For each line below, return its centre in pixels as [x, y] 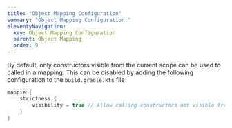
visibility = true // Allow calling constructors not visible [123, 105]
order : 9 [26, 45]
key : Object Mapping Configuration [65, 33]
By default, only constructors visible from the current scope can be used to [114, 65]
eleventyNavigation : [37, 26]
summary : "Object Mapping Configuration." [69, 20]
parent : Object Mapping [47, 39]
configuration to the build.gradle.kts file [66, 79]
